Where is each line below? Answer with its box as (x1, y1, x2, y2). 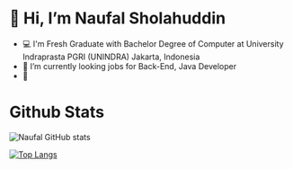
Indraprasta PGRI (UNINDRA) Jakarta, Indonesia (22, 51, 200, 62)
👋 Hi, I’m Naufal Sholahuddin (9, 8, 226, 29)
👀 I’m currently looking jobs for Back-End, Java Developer (22, 60, 236, 71)
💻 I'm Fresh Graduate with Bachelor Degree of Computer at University (22, 38, 285, 49)
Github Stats (9, 102, 105, 122)
